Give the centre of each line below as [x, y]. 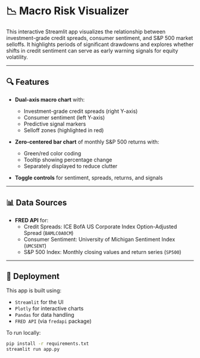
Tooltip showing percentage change [68, 160]
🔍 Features [28, 82]
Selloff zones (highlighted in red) [64, 130]
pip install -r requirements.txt [48, 344]
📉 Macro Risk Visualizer [68, 11]
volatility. [17, 57]
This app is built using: [34, 290]
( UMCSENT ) [35, 246]
